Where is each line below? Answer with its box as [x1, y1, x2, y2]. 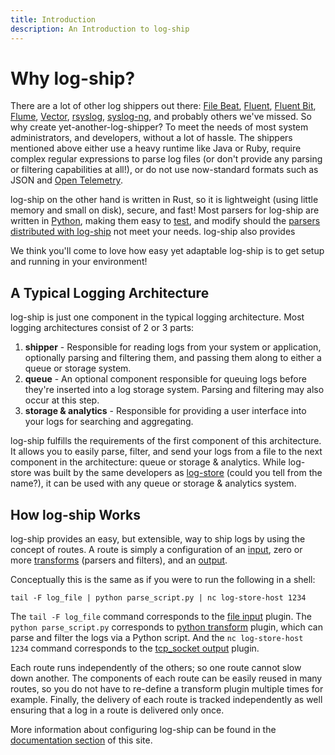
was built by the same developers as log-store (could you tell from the [33, 467, 323, 479]
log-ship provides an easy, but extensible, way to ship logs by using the [10, 533, 306, 545]
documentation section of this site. [10, 734, 153, 746]
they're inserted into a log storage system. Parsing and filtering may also [24, 384, 325, 396]
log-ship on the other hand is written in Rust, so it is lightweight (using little [10, 194, 319, 206]
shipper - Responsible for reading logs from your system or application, [24, 341, 322, 353]
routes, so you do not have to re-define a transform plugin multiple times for [10, 683, 324, 695]
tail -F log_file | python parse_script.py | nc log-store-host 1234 [10, 593, 307, 603]
